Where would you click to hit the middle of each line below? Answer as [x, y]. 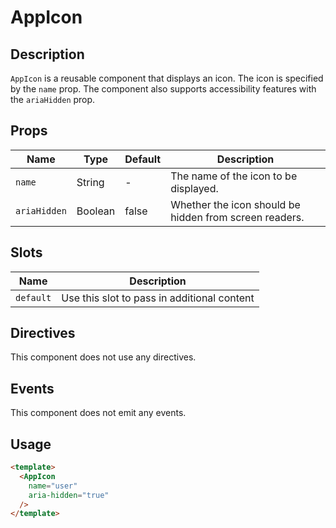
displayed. [194, 188]
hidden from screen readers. [237, 217]
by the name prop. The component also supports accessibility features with [163, 89]
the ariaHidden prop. [53, 99]
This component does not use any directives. [103, 357]
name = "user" [53, 486]
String [90, 182]
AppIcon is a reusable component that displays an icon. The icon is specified [167, 78]
